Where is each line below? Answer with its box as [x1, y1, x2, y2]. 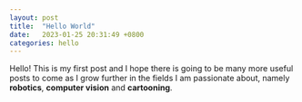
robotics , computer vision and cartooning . [9, 82, 173, 93]
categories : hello [9, 38, 79, 48]
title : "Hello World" [9, 22, 96, 31]
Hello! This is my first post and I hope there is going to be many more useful [9, 63, 294, 74]
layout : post [9, 13, 59, 23]
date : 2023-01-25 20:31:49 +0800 [9, 30, 145, 39]
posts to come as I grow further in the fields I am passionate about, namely [9, 73, 290, 84]
